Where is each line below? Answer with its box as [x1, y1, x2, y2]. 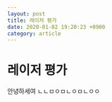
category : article [7, 30, 61, 37]
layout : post [7, 10, 46, 18]
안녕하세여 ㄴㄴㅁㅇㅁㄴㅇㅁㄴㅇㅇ [7, 87, 101, 96]
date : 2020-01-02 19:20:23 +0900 [7, 23, 106, 30]
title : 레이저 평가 [7, 17, 57, 24]
